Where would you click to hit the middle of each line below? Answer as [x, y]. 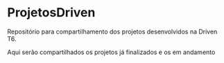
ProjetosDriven [51, 13]
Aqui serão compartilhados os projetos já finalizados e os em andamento [111, 52]
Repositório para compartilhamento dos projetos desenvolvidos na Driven [112, 32]
